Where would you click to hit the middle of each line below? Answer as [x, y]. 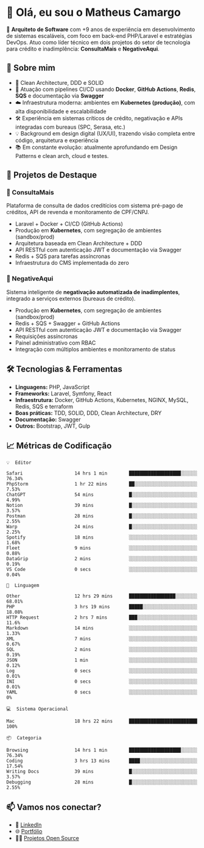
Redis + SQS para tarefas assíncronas [63, 256]
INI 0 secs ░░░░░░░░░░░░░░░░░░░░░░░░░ [102, 682]
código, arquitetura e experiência [57, 140]
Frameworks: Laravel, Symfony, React [63, 393]
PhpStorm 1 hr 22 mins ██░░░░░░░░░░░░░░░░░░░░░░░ [102, 484]
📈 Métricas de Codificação [59, 446]
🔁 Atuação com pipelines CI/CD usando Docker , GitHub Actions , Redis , [105, 89]
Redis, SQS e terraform [44, 406]
